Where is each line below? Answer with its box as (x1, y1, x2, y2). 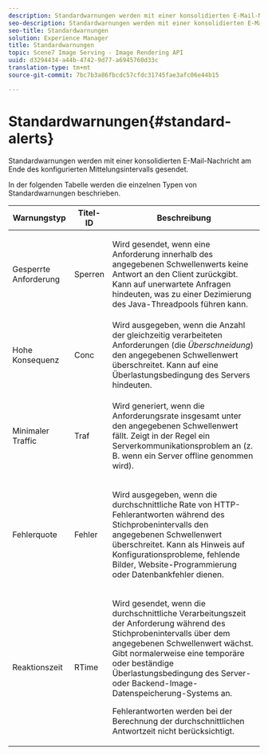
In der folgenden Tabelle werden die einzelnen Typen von (8, 180, 198, 189)
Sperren (74, 268, 105, 279)
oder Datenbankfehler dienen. (112, 568, 225, 579)
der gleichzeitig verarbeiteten (112, 329, 223, 340)
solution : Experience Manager (8, 34, 109, 42)
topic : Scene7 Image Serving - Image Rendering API (8, 49, 183, 57)
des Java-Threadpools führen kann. (112, 298, 249, 310)
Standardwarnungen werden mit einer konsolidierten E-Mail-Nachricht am (8, 156, 252, 165)
